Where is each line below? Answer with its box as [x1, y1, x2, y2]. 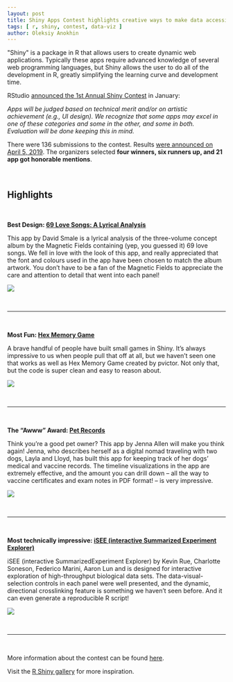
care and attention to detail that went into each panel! [7, 271, 160, 280]
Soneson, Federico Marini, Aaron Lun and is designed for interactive [7, 565, 202, 573]
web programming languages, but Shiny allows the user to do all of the [7, 63, 209, 71]
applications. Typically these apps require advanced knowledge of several [7, 56, 220, 65]
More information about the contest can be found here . [7, 654, 164, 663]
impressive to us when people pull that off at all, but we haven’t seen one [7, 352, 216, 360]
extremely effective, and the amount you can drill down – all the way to [7, 469, 209, 477]
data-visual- [168, 572, 203, 580]
